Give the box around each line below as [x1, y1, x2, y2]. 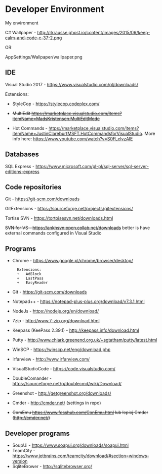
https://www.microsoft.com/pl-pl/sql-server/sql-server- [35, 163, 149, 169]
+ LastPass [17, 276, 44, 281]
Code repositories [5, 182, 62, 191]
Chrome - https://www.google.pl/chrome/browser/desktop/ [12, 258, 133, 264]
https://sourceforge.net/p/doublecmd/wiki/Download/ [12, 381, 122, 387]
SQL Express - [5, 163, 35, 169]
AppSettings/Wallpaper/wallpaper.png [5, 54, 82, 60]
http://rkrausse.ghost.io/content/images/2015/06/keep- [37, 29, 150, 35]
